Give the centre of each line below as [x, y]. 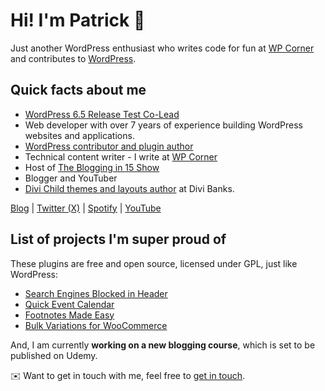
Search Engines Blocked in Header [96, 293]
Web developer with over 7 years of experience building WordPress [163, 125]
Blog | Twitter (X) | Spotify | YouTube [86, 208]
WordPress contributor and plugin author [109, 146]
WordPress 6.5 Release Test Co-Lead [102, 114]
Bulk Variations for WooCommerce [96, 325]
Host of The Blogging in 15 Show [92, 167]
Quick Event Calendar [69, 304]
